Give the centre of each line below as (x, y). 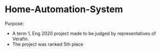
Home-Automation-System (64, 9)
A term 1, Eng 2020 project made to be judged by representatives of (84, 33)
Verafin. (21, 39)
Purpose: (14, 23)
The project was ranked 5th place (48, 44)
